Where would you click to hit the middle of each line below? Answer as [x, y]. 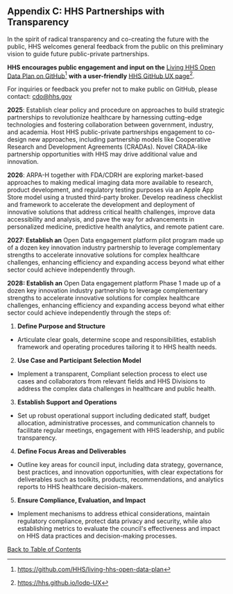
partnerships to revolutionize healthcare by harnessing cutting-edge [105, 117]
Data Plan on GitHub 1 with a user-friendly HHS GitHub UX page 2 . [101, 75]
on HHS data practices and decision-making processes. [97, 536]
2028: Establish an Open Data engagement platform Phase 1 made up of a [114, 283]
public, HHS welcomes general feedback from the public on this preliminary [115, 46]
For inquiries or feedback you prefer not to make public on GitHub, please [112, 89]
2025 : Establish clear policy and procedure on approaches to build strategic [116, 110]
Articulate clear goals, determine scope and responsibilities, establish [116, 340]
